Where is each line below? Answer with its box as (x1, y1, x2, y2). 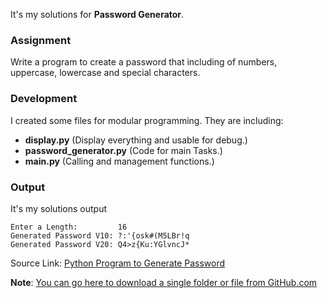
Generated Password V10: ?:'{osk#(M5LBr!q (10, 230, 190, 241)
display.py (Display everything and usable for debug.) (24, 134, 248, 146)
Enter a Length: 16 (10, 222, 128, 232)
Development (10, 92, 78, 106)
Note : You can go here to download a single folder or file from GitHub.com (10, 276, 318, 288)
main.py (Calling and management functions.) (24, 155, 215, 167)
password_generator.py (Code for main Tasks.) (24, 144, 223, 156)
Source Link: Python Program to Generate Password (10, 257, 226, 269)
